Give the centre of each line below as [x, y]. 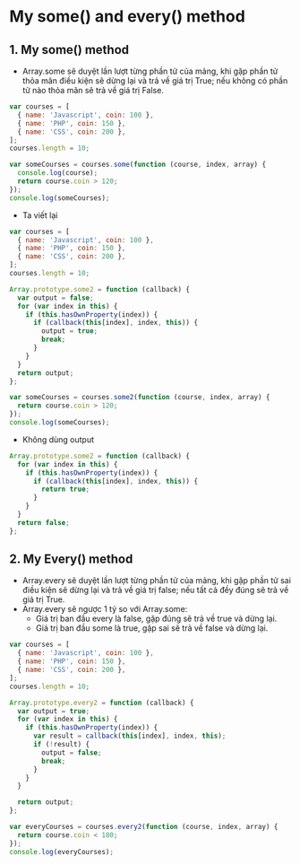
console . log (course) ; [58, 173]
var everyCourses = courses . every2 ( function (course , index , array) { [144, 827]
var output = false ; [56, 298]
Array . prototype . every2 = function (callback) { [102, 703]
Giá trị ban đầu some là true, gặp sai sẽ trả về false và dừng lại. [152, 628]
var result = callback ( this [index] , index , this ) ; [129, 736]
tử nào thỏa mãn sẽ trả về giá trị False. [93, 90]
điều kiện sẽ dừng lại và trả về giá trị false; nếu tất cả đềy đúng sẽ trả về [155, 590]
